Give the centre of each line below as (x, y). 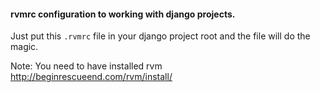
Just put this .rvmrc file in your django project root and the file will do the (160, 36)
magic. (24, 47)
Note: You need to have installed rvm (86, 66)
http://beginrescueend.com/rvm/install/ (91, 77)
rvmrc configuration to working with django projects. (123, 14)
